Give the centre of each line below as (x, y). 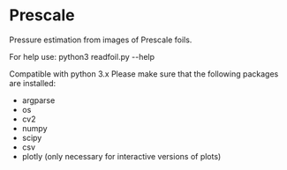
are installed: (33, 83)
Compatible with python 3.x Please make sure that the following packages (144, 74)
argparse (38, 100)
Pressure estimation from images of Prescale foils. (101, 40)
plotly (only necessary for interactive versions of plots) (121, 156)
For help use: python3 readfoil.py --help (82, 56)
